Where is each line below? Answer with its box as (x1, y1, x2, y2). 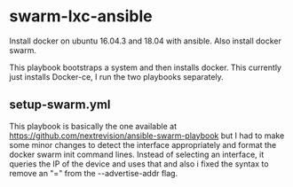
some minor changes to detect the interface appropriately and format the (9, 139, 277, 150)
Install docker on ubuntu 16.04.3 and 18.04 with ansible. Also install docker (9, 35, 282, 46)
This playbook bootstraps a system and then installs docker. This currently (9, 62, 282, 73)
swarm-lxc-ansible (9, 6, 153, 27)
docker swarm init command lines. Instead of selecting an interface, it (9, 149, 265, 160)
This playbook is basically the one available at (9, 121, 178, 131)
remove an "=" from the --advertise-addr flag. (9, 168, 178, 178)
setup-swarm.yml (9, 97, 111, 113)
